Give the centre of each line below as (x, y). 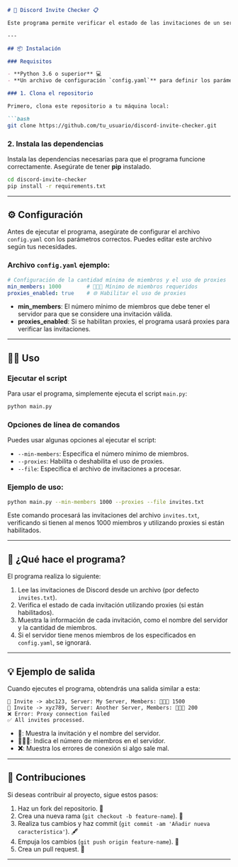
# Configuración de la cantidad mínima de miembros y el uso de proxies (117, 280)
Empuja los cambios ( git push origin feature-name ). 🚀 (98, 842)
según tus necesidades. (42, 247)
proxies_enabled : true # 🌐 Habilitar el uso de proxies (97, 293)
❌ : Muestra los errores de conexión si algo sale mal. (93, 748)
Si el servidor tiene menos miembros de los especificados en (107, 635)
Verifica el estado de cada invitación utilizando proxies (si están (110, 605)
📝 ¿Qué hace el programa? (67, 559)
